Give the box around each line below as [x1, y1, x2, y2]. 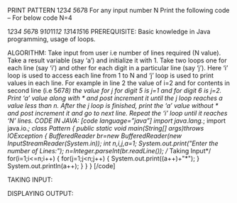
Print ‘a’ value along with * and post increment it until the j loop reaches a [7, 94, 224, 102]
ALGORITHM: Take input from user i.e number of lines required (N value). [7, 49, 221, 57]
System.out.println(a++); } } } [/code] [7, 162, 116, 170]
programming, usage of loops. [7, 35, 96, 43]
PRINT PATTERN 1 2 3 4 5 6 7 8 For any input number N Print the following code [7, 6, 230, 14]
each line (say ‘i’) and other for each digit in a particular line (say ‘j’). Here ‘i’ [7, 64, 228, 72]
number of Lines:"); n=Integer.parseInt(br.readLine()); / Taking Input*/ [7, 147, 211, 155]
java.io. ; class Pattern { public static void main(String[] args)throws [7, 124, 204, 132]
